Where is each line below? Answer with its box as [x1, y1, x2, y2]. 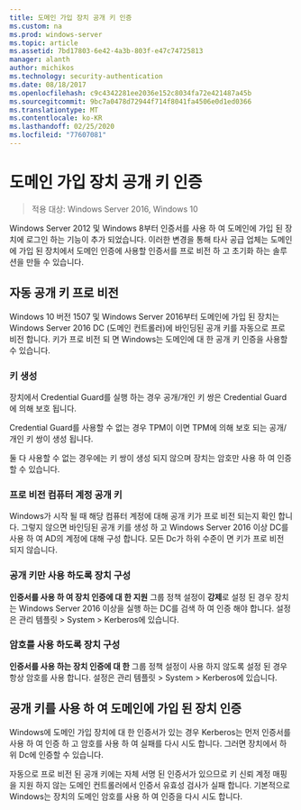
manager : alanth [9, 55, 70, 64]
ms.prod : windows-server [9, 30, 103, 39]
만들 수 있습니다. [25, 256, 84, 267]
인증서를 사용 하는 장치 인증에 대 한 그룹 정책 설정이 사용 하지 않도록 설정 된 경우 [9, 660, 288, 671]
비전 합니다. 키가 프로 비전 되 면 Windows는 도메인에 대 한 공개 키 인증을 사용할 [9, 333, 288, 344]
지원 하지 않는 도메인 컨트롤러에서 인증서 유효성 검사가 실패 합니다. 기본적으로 [18, 779, 291, 790]
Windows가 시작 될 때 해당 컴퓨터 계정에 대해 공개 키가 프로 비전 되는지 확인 [9, 511, 277, 522]
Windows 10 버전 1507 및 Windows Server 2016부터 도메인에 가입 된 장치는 [9, 311, 279, 322]
